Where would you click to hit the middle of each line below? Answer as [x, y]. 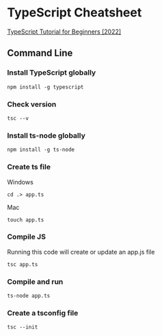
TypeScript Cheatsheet [75, 13]
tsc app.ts [23, 264]
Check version [32, 104]
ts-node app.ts [29, 296]
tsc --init [23, 327]
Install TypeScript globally [52, 73]
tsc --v [18, 118]
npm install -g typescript [45, 87]
